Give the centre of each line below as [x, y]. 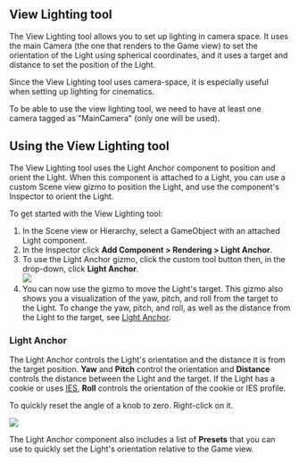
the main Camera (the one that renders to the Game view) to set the [134, 45]
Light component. [54, 240]
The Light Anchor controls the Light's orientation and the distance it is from [147, 360]
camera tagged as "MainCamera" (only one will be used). [115, 118]
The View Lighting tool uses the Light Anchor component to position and [142, 168]
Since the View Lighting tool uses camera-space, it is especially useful [139, 82]
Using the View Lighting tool [89, 146]
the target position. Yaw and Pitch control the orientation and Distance [140, 368]
